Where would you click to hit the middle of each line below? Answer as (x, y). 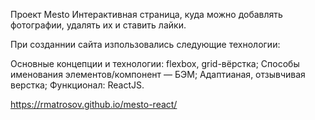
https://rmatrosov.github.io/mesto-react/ (94, 104)
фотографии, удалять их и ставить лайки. (98, 25)
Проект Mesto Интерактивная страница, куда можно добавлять (146, 14)
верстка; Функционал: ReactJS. (77, 85)
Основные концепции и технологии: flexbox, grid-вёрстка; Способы (155, 63)
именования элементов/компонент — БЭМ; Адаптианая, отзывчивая (158, 74)
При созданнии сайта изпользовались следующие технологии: (145, 44)
